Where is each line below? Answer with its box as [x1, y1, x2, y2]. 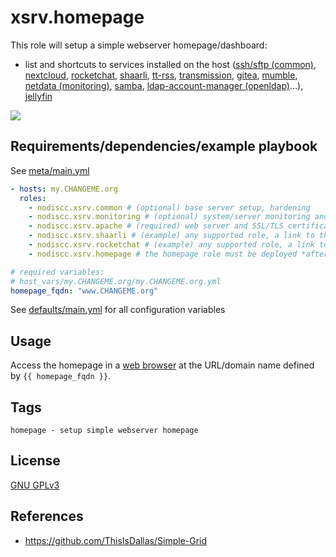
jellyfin [24, 90, 53, 102]
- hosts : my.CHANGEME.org [10, 184, 118, 194]
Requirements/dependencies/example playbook [10, 138, 318, 155]
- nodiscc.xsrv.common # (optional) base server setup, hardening [28, 202, 311, 213]
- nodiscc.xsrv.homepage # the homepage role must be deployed [28, 249, 298, 259]
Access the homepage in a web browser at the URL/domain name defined [10, 359, 315, 371]
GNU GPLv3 [10, 479, 60, 491]
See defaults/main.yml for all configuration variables [10, 304, 226, 316]
